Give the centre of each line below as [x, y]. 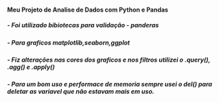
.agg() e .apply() [31, 67]
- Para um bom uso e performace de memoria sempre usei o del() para [110, 84]
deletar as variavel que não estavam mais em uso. [81, 92]
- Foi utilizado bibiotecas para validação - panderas [83, 25]
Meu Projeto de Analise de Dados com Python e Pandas [88, 10]
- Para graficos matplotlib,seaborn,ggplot [69, 42]
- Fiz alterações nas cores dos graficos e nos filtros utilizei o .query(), [109, 60]
